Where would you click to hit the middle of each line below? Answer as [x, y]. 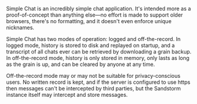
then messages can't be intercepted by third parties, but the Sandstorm [93, 88]
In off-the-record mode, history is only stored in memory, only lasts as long [98, 58]
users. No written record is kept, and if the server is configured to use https [99, 82]
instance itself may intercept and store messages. [67, 95]
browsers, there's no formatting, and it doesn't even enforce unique [89, 21]
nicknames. [20, 27]
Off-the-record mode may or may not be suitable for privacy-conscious [93, 76]
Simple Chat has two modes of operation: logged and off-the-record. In [93, 39]
